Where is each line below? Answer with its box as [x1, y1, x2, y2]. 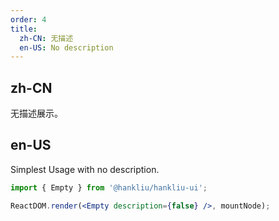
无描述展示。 [10, 107, 63, 120]
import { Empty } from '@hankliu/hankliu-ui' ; [10, 182, 208, 193]
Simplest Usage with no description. [10, 163, 160, 175]
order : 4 [10, 14, 47, 25]
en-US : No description [19, 42, 114, 53]
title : [10, 24, 38, 34]
